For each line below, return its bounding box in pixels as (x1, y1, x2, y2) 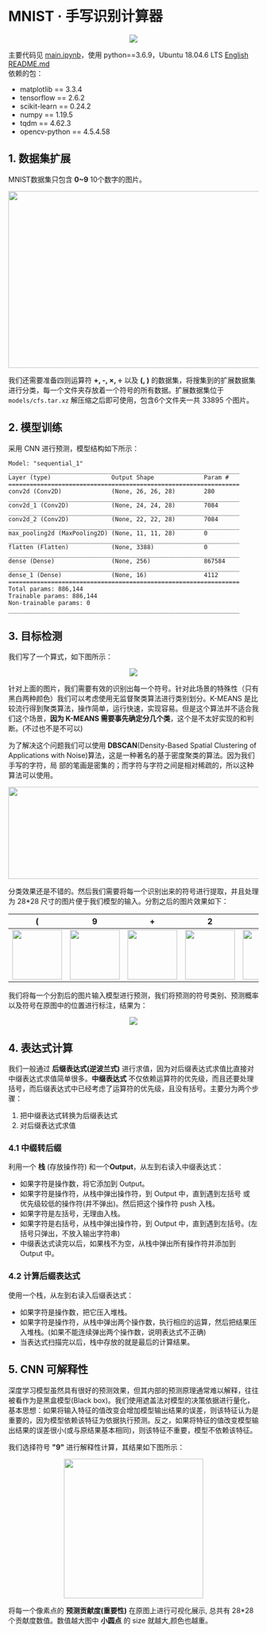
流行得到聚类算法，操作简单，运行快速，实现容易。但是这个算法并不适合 (14, 704, 252, 713)
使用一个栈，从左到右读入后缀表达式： (8, 1290, 133, 1300)
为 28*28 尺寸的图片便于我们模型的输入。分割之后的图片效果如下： (8, 897, 229, 906)
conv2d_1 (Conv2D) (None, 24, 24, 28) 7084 (8, 501, 219, 509)
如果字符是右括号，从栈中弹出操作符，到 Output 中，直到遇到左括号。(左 (19, 1219, 258, 1228)
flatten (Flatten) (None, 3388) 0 (8, 543, 208, 551)
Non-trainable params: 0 (8, 599, 91, 606)
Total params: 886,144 (8, 585, 83, 593)
